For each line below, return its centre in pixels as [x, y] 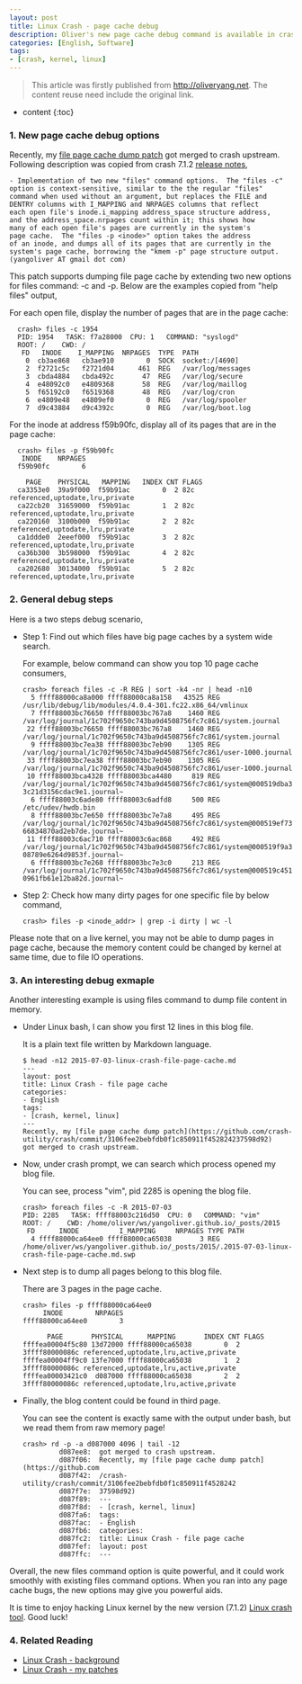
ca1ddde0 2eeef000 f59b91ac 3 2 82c [106, 537]
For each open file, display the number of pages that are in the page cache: [149, 313]
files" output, [33, 296]
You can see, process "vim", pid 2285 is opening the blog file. [137, 1191]
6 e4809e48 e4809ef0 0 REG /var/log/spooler [136, 400]
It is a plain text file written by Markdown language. [117, 1044]
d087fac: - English [98, 1523]
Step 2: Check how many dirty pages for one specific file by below [146, 895]
